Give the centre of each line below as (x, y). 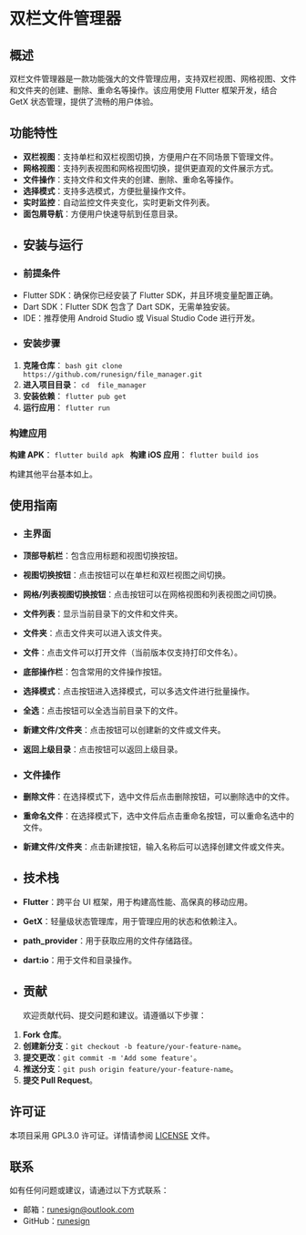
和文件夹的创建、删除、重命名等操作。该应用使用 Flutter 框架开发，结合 (143, 90)
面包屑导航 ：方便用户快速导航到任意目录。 (102, 213)
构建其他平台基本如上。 (53, 474)
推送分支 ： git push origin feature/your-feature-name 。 (130, 1068)
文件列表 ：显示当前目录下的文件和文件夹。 (102, 613)
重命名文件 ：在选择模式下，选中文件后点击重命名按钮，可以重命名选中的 (158, 816)
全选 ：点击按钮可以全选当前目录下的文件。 (102, 710)
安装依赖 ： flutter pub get (75, 396)
